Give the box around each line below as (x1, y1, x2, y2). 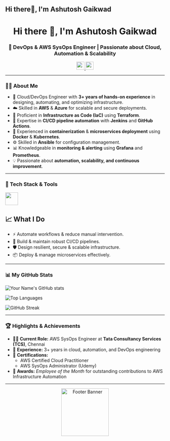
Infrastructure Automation (12, 374, 67, 380)
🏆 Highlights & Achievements (5, 322, 80, 329)
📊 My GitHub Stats (5, 272, 53, 279)
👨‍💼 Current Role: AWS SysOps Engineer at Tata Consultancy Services (12, 335, 161, 342)
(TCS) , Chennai (12, 341, 46, 347)
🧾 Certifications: (12, 352, 49, 358)
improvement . (12, 163, 43, 169)
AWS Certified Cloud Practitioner (20, 357, 89, 363)
